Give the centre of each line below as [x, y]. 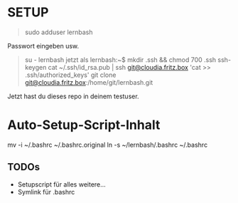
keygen [36, 67]
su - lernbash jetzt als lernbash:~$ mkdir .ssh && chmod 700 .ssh [120, 59]
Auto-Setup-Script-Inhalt [84, 125]
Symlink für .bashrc [46, 192]
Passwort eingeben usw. [43, 46]
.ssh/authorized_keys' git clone [70, 75]
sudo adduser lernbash [59, 32]
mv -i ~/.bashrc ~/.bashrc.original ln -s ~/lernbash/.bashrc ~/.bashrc [108, 145]
